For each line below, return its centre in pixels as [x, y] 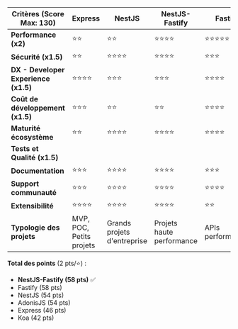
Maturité [26, 128]
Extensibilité [33, 206]
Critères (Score [38, 14]
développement [38, 108]
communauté [34, 193]
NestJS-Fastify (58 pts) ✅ [57, 280]
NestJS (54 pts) [41, 295]
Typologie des [35, 228]
